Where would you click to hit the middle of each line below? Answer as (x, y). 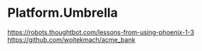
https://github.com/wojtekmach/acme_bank (71, 39)
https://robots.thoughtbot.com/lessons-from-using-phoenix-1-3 (101, 32)
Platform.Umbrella (63, 13)
